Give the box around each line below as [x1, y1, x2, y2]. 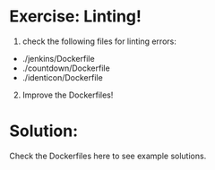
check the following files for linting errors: [21, 36, 176, 47]
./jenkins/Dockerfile [21, 53, 96, 64]
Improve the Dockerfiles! [21, 89, 114, 100]
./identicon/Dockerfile [21, 72, 103, 82]
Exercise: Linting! [9, 6, 142, 27]
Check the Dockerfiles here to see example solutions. [9, 150, 207, 161]
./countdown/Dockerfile [21, 63, 110, 73]
